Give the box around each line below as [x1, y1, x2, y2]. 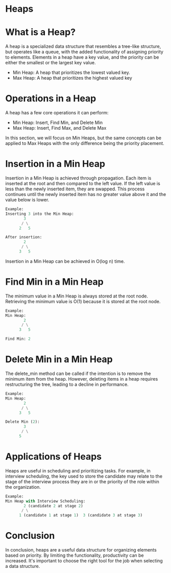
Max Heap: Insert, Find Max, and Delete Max [12, 125, 107, 131]
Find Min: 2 [5, 336, 31, 342]
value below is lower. [5, 197, 50, 203]
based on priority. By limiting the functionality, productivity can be [5, 552, 144, 559]
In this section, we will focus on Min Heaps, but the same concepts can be [5, 135, 162, 141]
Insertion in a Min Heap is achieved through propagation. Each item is [5, 175, 152, 181]
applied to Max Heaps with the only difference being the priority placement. [5, 140, 164, 146]
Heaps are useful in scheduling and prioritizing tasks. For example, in [5, 467, 151, 474]
